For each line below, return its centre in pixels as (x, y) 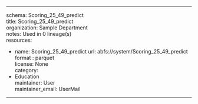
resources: (19, 40)
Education (27, 76)
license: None (31, 64)
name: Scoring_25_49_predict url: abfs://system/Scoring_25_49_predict (101, 51)
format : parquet (34, 58)
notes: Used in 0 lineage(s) (39, 34)
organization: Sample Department (47, 28)
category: (26, 70)
